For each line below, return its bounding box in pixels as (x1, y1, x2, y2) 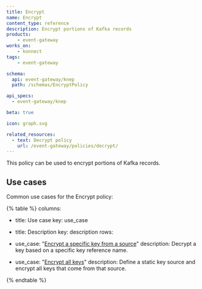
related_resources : (6, 131, 56, 137)
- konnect (17, 49, 43, 55)
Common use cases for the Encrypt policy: (6, 193, 114, 200)
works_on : (6, 43, 32, 49)
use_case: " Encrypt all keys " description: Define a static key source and (15, 259, 196, 266)
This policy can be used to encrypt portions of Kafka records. (6, 159, 161, 167)
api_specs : (6, 93, 34, 99)
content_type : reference (6, 20, 69, 26)
